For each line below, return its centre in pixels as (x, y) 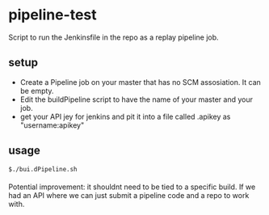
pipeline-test (53, 15)
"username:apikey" (52, 125)
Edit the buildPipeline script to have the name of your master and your (136, 99)
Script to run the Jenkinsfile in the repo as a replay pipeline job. (114, 37)
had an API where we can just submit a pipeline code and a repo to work (129, 196)
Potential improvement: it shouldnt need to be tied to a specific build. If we (132, 187)
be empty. (37, 91)
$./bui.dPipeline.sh (43, 169)
